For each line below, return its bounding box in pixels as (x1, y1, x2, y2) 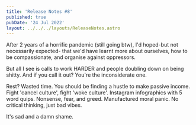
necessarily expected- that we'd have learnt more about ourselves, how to (6, 48, 188, 55)
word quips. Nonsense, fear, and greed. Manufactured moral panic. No (6, 96, 179, 103)
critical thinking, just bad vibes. (6, 101, 82, 109)
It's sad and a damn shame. (6, 113, 74, 120)
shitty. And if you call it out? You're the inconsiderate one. (6, 71, 147, 78)
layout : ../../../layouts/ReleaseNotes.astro (6, 25, 120, 31)
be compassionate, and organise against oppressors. (6, 54, 136, 61)
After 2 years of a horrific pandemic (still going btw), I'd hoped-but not (6, 41, 179, 48)
